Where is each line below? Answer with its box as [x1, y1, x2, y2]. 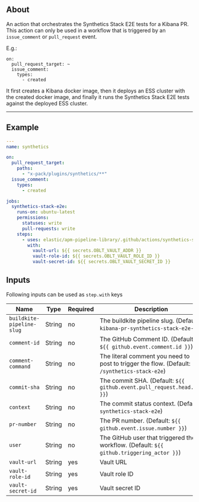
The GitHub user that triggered [99, 433, 185, 442]
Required [68, 305, 94, 313]
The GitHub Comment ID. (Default [99, 335, 194, 343]
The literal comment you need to [99, 352, 190, 360]
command [9, 363, 31, 370]
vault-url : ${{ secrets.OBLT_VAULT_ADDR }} [32, 248, 142, 254]
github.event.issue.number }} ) [99, 424, 188, 432]
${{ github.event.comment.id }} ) [99, 342, 194, 350]
